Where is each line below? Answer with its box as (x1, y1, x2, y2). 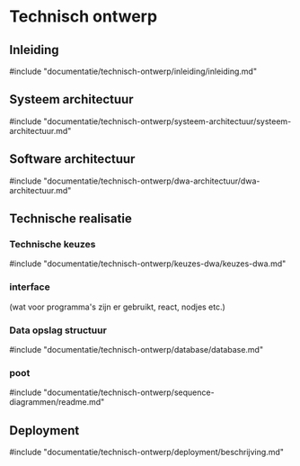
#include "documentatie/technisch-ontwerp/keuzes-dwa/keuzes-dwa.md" (9, 258, 287, 269)
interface (9, 281, 51, 293)
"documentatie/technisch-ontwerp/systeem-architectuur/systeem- (43, 115, 292, 127)
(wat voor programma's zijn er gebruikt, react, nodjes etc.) (9, 301, 226, 312)
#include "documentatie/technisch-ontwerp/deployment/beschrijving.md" (9, 447, 285, 458)
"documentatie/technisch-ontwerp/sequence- (43, 387, 215, 398)
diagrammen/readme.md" (9, 397, 105, 408)
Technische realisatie (9, 211, 132, 227)
